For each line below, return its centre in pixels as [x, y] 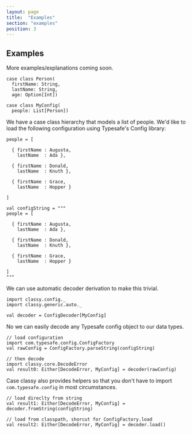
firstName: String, [36, 84]
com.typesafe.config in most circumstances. [62, 387]
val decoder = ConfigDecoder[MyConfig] [56, 315]
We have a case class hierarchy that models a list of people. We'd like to [96, 122]
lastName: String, [35, 90]
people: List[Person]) [40, 111]
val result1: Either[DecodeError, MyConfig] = [66, 404]
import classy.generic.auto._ [44, 305]
